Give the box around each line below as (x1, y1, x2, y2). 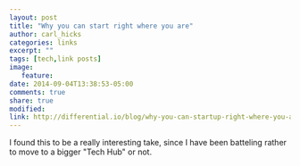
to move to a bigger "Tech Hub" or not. (9, 146, 153, 157)
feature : (21, 71, 54, 80)
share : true (9, 95, 54, 105)
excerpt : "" (9, 46, 54, 55)
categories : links (9, 37, 78, 47)
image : (9, 63, 34, 72)
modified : (9, 104, 46, 113)
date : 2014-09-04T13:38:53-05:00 (9, 79, 134, 88)
